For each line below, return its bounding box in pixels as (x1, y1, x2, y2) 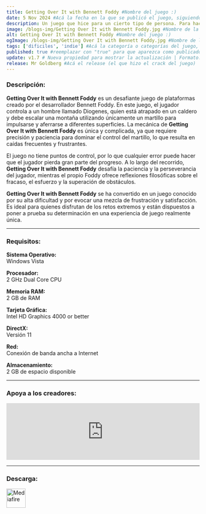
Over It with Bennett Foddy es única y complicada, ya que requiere (6, 127, 177, 134)
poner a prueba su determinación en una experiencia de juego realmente (6, 209, 191, 217)
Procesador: (6, 269, 39, 277)
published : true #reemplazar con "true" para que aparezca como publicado (6, 49, 202, 55)
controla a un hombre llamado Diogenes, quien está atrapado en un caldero (6, 107, 197, 115)
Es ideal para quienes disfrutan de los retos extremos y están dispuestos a (6, 203, 195, 210)
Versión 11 (6, 331, 32, 339)
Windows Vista (6, 258, 44, 265)
